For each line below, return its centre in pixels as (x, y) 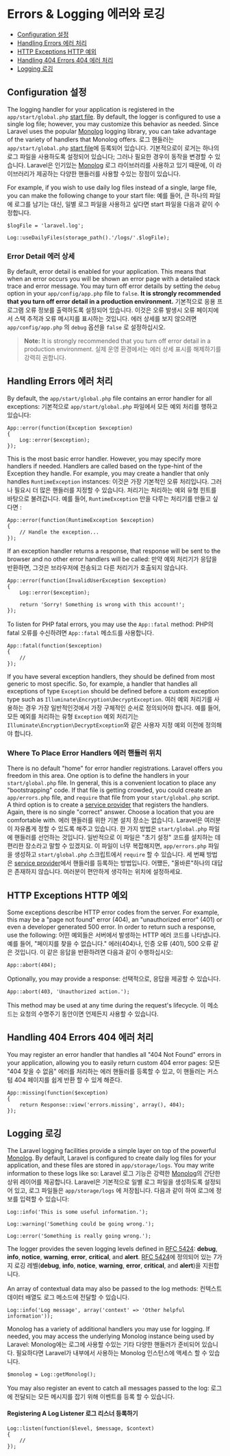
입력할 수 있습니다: (44, 1199)
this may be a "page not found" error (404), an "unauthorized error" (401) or (115, 919)
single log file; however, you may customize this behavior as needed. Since (113, 123)
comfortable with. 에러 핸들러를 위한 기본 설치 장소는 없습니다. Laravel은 (105, 820)
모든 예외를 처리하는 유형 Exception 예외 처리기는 (73, 716)
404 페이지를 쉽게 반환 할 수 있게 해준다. (68, 1079)
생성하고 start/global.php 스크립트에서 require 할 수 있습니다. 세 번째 (110, 855)
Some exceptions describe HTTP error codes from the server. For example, (113, 912)
